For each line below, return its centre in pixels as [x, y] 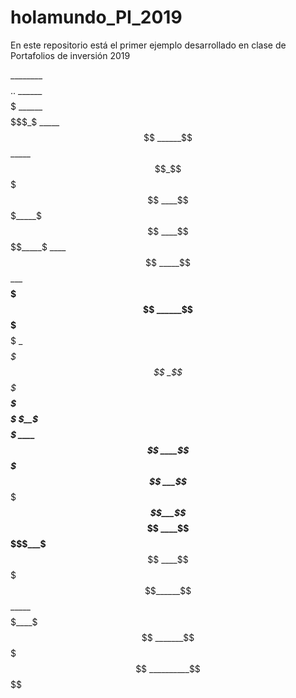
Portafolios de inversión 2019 [70, 55]
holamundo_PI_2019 [96, 17]
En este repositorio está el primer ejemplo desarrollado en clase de [148, 45]
